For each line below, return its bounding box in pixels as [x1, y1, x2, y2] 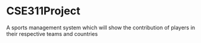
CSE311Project [6, 4, 81, 18]
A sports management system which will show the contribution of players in [6, 24, 196, 31]
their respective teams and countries [6, 30, 98, 37]
